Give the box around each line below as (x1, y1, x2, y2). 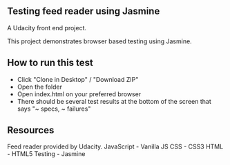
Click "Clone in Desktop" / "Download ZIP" (17, 75, 139, 83)
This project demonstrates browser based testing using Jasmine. (7, 37, 192, 45)
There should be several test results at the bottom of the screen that (17, 97, 212, 105)
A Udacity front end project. (7, 23, 87, 32)
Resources (7, 124, 55, 136)
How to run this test (7, 57, 93, 69)
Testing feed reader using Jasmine (7, 5, 160, 17)
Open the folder (17, 82, 62, 91)
